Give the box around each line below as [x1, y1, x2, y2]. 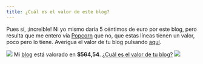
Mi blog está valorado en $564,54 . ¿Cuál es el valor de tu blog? [13, 51, 173, 58]
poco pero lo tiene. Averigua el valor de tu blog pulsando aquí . [6, 38, 162, 45]
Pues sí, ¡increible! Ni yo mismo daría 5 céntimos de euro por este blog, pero [6, 25, 197, 33]
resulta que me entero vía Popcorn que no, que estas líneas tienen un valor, [6, 31, 195, 39]
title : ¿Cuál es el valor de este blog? [6, 8, 110, 15]
